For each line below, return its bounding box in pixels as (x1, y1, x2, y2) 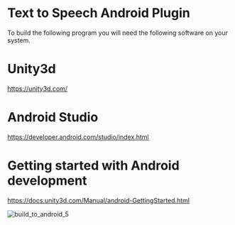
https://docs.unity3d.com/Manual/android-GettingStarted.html (7, 196, 190, 204)
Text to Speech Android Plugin (7, 5, 190, 21)
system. (7, 35, 31, 44)
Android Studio (7, 109, 99, 126)
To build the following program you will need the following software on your (7, 28, 229, 37)
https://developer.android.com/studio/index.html (7, 133, 149, 141)
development (7, 172, 87, 189)
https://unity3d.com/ (7, 84, 68, 93)
